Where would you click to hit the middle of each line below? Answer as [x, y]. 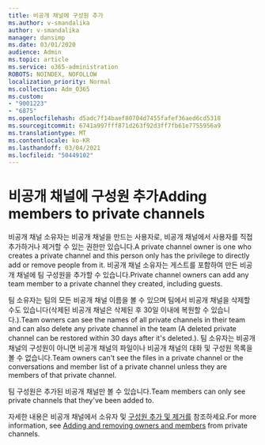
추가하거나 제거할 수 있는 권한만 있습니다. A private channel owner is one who [130, 247]
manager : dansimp [37, 38]
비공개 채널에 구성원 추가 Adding [108, 196]
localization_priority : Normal [60, 81]
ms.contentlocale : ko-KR [49, 140]
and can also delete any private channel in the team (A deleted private [123, 329]
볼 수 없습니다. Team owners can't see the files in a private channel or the [126, 358]
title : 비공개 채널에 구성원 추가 [56, 15]
